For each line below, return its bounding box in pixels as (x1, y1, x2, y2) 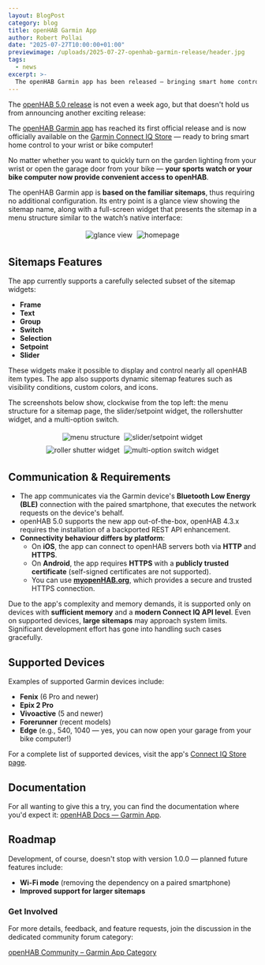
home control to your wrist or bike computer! (8, 140, 154, 149)
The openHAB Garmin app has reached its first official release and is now (8, 123, 247, 133)
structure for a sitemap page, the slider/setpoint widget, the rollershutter (8, 407, 243, 416)
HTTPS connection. (31, 584, 95, 593)
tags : (8, 56, 26, 64)
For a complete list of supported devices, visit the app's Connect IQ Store (8, 749, 247, 759)
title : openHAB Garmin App (8, 26, 97, 34)
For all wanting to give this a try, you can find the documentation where (8, 802, 240, 812)
